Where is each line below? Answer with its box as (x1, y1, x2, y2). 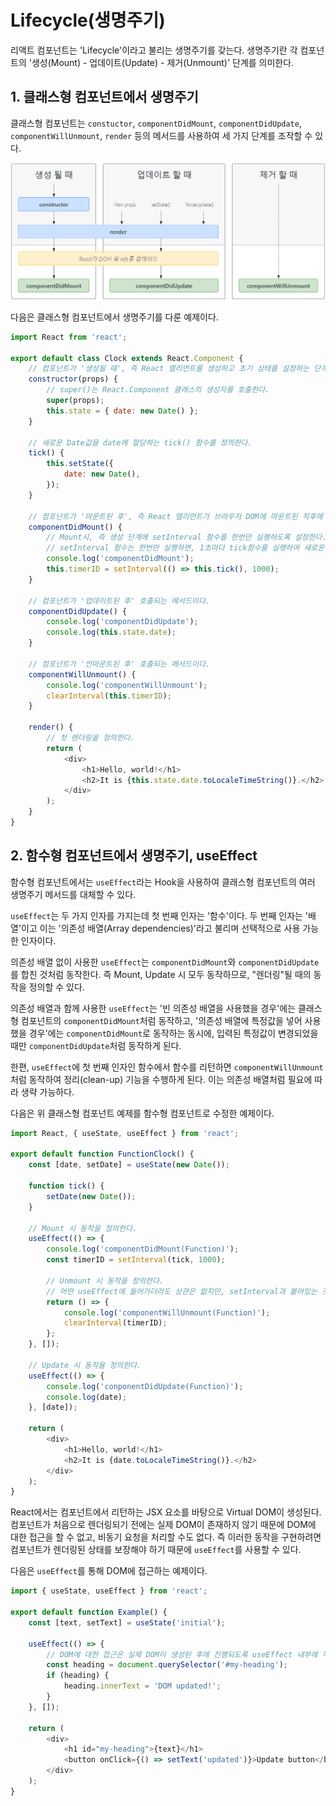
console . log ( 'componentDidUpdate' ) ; (46, 617, 199, 627)
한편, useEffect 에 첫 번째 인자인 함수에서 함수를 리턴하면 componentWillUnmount (10, 1061, 324, 1073)
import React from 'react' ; (10, 332, 128, 342)
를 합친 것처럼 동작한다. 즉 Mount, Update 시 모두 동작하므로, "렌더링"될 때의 (10, 968, 312, 980)
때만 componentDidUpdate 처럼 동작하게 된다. (10, 1039, 182, 1051)
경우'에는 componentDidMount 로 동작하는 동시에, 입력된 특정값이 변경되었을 (28, 1027, 319, 1039)
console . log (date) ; (46, 1392, 128, 1402)
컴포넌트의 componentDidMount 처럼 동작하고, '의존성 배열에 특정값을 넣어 (20, 1014, 303, 1026)
